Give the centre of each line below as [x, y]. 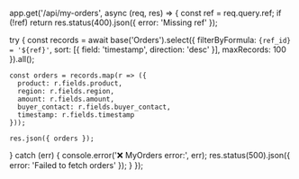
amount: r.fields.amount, [66, 99]
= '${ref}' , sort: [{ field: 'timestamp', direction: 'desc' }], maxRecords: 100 [148, 49]
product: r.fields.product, [70, 84]
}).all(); [22, 59]
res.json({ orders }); [52, 139]
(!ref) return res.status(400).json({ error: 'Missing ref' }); [113, 22]
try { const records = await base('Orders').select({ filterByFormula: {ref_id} [150, 40]
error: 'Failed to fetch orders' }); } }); [77, 165]
